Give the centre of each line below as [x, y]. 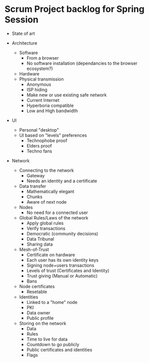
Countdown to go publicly [53, 344]
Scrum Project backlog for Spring [74, 9]
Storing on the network [43, 323]
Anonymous [39, 84]
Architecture [25, 43]
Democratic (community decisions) [62, 233]
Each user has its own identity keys [62, 260]
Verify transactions [46, 228]
